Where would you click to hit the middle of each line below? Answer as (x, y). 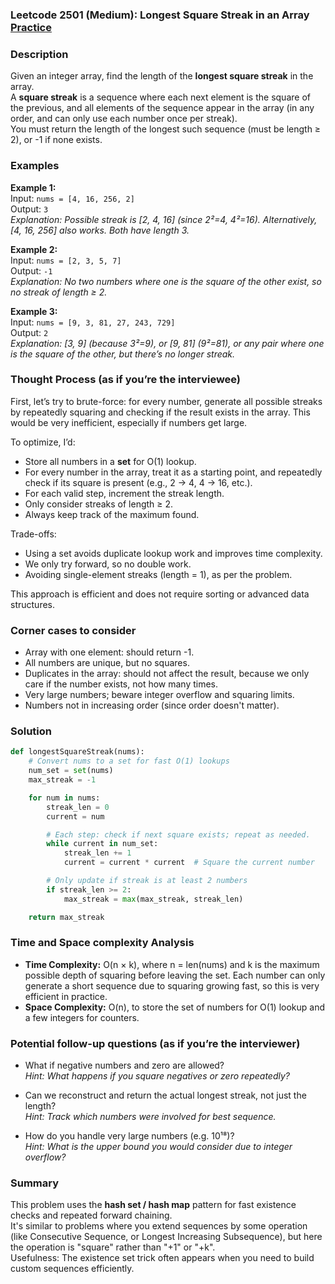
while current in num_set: (102, 844)
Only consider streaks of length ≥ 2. (99, 504)
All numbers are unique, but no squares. (107, 663)
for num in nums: (64, 798)
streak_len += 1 (97, 853)
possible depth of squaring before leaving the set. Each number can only (175, 975)
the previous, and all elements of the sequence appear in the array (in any (162, 108)
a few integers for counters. (82, 1017)
